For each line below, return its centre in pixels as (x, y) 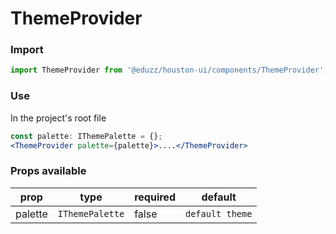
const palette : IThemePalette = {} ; (86, 136)
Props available (48, 171)
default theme (218, 213)
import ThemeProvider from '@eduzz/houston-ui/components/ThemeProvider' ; (169, 70)
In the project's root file (58, 118)
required (155, 197)
